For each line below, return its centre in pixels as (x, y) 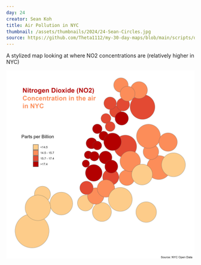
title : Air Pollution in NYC (42, 25)
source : (16, 38)
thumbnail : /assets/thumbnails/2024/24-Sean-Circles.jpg (79, 32)
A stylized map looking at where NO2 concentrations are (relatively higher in (100, 56)
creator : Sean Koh (29, 19)
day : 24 (16, 13)
